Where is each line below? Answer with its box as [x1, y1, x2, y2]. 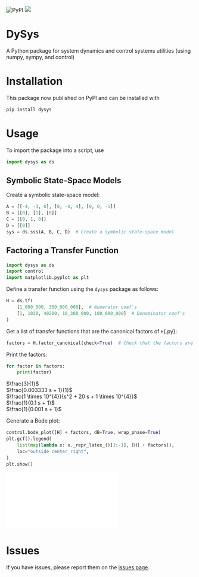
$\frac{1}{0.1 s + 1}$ [6, 399, 55, 406]
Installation [6, 75, 63, 88]
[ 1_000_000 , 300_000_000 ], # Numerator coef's [17, 304, 137, 311]
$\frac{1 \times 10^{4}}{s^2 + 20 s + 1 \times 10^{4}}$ [6, 393, 138, 400]
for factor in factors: [6, 363, 66, 369]
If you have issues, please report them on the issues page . [6, 563, 150, 571]
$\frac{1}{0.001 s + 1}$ [6, 406, 62, 413]
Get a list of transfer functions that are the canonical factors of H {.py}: [6, 327, 178, 335]
